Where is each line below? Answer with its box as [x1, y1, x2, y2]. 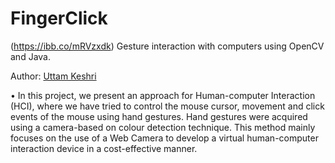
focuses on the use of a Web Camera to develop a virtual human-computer [10, 132, 319, 144]
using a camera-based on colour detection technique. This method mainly [10, 121, 316, 133]
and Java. [10, 50, 51, 62]
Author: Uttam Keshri [10, 70, 97, 82]
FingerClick [10, 7, 108, 30]
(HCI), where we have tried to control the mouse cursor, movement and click [10, 100, 325, 112]
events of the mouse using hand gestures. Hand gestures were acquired [10, 110, 308, 122]
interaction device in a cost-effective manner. [10, 142, 198, 154]
